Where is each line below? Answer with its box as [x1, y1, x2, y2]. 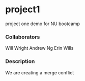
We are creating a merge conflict [5, 69, 74, 75]
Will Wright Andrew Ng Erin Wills [5, 45, 74, 51]
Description [5, 58, 35, 65]
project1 [5, 4, 40, 15]
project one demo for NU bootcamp [5, 21, 80, 27]
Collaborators [5, 33, 40, 40]
